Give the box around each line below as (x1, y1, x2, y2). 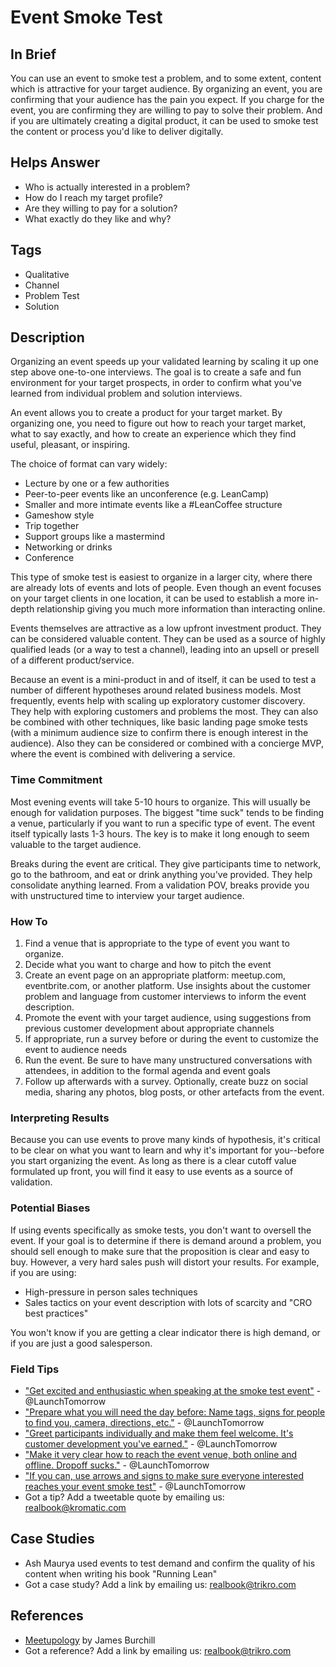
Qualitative (24, 268, 70, 280)
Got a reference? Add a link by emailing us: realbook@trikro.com (24, 1644, 292, 1656)
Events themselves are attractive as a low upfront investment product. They (10, 622, 322, 635)
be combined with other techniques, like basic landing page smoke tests (10, 716, 308, 728)
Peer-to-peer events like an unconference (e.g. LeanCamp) (24, 488, 270, 500)
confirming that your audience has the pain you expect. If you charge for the (10, 94, 325, 105)
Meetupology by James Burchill (24, 1634, 156, 1646)
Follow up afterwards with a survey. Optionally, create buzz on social (24, 1076, 308, 1088)
